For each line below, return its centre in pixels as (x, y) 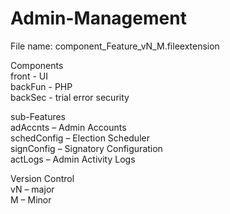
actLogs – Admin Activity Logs (73, 159)
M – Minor (31, 199)
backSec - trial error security (70, 97)
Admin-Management (98, 18)
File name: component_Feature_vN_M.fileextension (115, 46)
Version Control (42, 178)
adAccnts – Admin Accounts (68, 127)
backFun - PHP (41, 86)
